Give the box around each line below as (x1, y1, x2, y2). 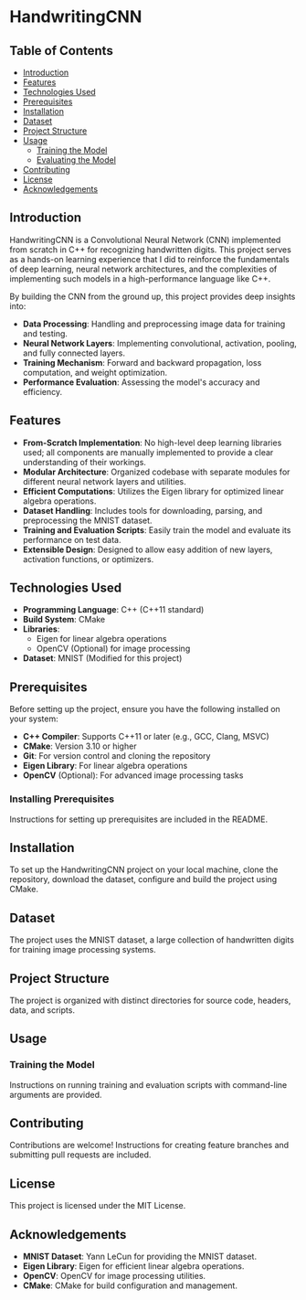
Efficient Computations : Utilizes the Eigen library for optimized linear (22, 485, 285, 496)
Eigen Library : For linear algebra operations (22, 761, 188, 772)
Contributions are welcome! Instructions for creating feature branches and (9, 1140, 290, 1151)
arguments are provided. (9, 1089, 102, 1100)
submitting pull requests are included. (9, 1149, 152, 1160)
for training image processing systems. (9, 944, 157, 955)
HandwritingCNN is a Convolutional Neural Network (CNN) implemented (9, 234, 281, 245)
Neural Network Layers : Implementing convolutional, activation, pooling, (22, 337, 297, 348)
